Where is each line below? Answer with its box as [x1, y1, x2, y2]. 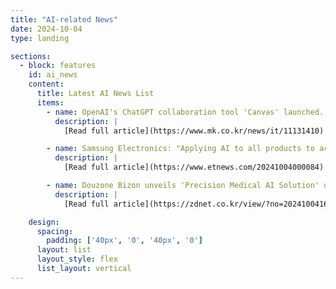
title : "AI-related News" [10, 14, 118, 25]
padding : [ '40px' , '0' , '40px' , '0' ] [46, 236, 203, 246]
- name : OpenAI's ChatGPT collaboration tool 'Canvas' [46, 107, 280, 117]
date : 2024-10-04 [10, 24, 83, 34]
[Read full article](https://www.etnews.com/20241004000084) [63, 162, 325, 173]
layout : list [36, 245, 92, 255]
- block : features [19, 61, 97, 71]
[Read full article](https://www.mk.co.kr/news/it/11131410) [63, 126, 325, 136]
